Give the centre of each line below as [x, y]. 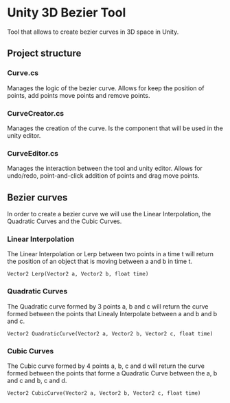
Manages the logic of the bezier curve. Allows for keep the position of [106, 88]
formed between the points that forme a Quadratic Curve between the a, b [112, 373]
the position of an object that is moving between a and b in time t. [100, 261]
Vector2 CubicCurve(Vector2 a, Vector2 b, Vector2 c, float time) [104, 393]
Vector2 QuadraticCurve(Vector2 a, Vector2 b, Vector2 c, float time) [110, 333]
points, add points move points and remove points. [79, 95]
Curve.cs [23, 73]
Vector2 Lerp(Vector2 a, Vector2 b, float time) [78, 274]
